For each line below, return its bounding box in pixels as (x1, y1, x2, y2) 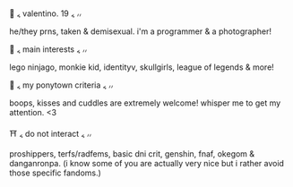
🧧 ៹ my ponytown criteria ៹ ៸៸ (9, 80, 114, 90)
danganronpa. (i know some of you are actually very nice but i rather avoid (9, 158, 285, 168)
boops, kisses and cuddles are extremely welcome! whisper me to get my (9, 98, 281, 108)
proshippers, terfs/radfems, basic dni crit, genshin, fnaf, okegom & (9, 149, 255, 159)
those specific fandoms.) (9, 167, 101, 178)
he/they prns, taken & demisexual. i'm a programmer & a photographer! (9, 26, 271, 37)
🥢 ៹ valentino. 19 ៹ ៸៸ (9, 8, 82, 19)
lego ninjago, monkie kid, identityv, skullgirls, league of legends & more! (9, 62, 275, 72)
